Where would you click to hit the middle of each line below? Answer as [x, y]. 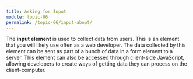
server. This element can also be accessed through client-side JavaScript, [95, 58]
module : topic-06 [27, 17]
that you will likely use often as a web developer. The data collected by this [96, 45]
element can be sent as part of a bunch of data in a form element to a [90, 51]
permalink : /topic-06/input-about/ [49, 22]
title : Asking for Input [36, 11]
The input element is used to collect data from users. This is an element [93, 39]
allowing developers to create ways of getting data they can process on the [97, 64]
